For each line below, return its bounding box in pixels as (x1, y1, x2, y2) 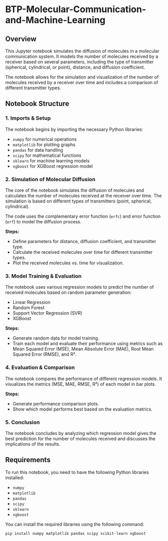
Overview (5, 35, 37, 43)
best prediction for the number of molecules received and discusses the (5, 435, 156, 442)
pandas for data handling (12, 147, 63, 153)
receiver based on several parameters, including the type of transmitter (5, 59, 154, 64)
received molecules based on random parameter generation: (5, 289, 132, 295)
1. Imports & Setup (5, 115, 51, 122)
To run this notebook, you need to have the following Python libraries (5, 469, 149, 475)
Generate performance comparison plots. (12, 400, 100, 407)
